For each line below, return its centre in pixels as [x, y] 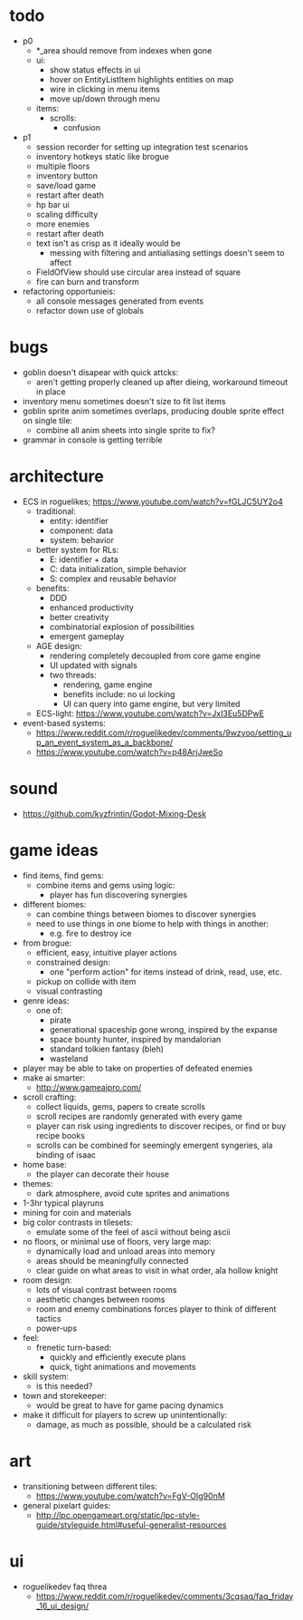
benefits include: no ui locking [119, 694]
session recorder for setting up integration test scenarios [142, 147]
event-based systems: [64, 723]
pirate [61, 1020]
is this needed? [64, 1386]
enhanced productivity [91, 607]
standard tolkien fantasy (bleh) [107, 1049]
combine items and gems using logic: [105, 885]
